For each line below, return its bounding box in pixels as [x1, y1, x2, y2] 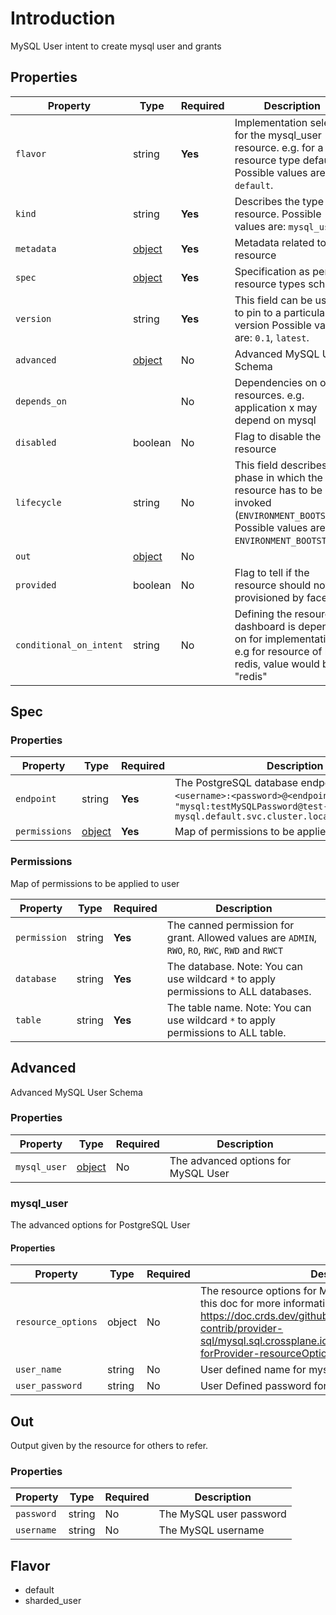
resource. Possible [234, 207, 322, 221]
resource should [234, 578, 312, 592]
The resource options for [199, 1284, 317, 1298]
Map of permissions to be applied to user [10, 877, 180, 889]
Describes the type [234, 194, 324, 208]
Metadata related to [234, 235, 327, 249]
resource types [234, 277, 306, 291]
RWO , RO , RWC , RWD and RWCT [166, 943, 284, 957]
